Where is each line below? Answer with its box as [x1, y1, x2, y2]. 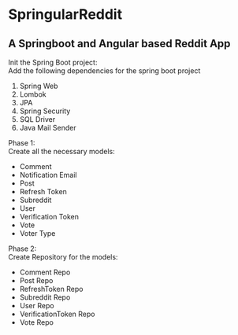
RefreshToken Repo [19, 285, 84, 293]
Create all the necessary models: [8, 147, 116, 156]
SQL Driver [19, 115, 56, 123]
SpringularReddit [8, 6, 123, 24]
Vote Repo [19, 318, 54, 327]
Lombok [19, 90, 47, 99]
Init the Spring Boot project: [8, 57, 98, 67]
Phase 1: [8, 138, 35, 147]
